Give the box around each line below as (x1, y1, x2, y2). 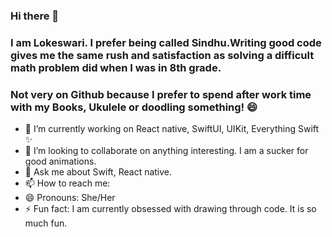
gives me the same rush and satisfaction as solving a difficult (10, 48, 315, 62)
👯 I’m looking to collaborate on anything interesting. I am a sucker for (24, 145, 309, 157)
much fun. (24, 217, 68, 229)
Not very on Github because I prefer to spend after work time (10, 87, 312, 101)
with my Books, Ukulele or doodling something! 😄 (10, 100, 258, 114)
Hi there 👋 (10, 9, 60, 23)
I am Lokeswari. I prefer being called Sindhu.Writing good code (10, 35, 322, 49)
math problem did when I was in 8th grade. (10, 60, 222, 74)
